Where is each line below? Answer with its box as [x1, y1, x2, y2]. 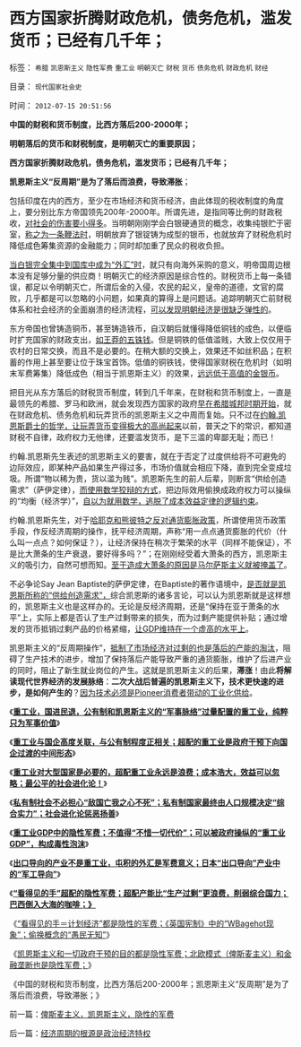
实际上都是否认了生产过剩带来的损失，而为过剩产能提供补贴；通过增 [36, 611, 288, 623]
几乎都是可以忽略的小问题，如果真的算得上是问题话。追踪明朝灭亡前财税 [24, 292, 292, 303]
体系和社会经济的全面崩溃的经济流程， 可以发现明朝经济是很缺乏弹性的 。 [9, 304, 276, 315]
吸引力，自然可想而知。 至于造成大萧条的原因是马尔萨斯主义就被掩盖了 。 [24, 559, 292, 570]
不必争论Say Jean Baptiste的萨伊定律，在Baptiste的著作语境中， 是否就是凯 [9, 578, 287, 589]
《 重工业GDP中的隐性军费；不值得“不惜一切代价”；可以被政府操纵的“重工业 [9, 826, 286, 838]
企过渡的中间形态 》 [9, 748, 76, 758]
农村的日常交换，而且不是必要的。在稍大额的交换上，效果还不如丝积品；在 [9, 345, 284, 356]
